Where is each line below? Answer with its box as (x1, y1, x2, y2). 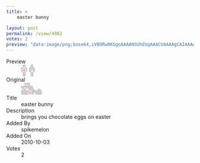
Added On (6, 132, 32, 139)
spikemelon (21, 126, 49, 133)
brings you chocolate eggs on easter (21, 114, 111, 120)
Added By (6, 120, 31, 127)
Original (6, 76, 26, 83)
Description (6, 107, 35, 114)
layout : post (6, 25, 39, 31)
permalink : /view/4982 (6, 30, 62, 36)
